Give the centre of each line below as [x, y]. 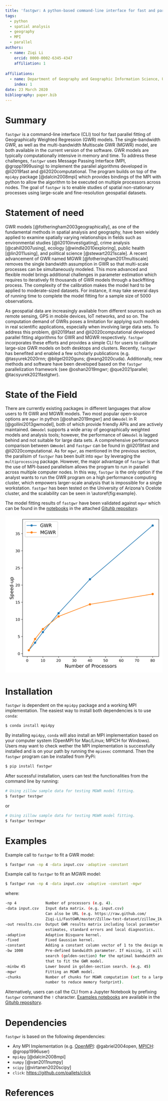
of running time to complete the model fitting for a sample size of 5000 [78, 295]
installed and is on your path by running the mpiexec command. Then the [79, 751]
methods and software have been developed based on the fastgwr [74, 364]
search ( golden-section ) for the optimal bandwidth [100, 956]
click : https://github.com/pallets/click [51, 1073]
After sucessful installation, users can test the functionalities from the [77, 776]
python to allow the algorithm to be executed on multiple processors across [83, 182]
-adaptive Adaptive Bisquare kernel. [53, 935]
